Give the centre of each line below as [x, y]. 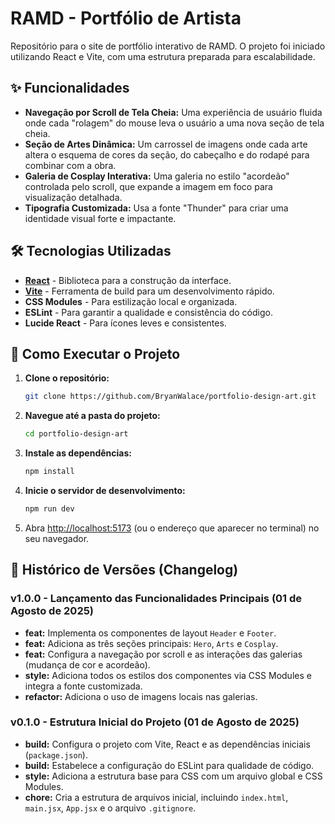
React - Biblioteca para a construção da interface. [128, 280]
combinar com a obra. [70, 165]
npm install [49, 472]
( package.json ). [56, 754]
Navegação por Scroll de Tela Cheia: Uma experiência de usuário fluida [173, 112]
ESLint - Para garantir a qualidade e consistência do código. [148, 312]
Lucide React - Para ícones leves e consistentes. [125, 323]
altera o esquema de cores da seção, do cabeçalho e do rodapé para [167, 154]
